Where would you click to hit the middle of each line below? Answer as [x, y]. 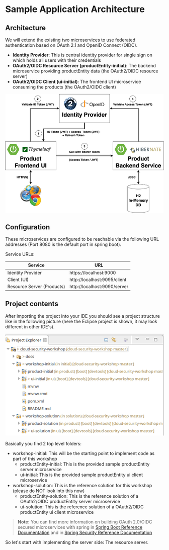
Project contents [32, 304]
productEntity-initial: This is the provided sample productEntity [85, 464]
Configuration [28, 227]
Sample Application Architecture [75, 9]
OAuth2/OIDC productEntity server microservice [70, 502]
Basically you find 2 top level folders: [44, 444]
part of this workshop [35, 459]
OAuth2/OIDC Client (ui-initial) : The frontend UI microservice [77, 82]
